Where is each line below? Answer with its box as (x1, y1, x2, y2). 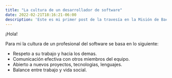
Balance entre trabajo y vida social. (12, 67, 87, 73)
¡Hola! (5, 31, 18, 37)
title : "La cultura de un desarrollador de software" (5, 7, 123, 13)
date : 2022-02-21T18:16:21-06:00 (5, 12, 77, 17)
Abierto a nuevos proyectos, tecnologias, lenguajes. (12, 62, 122, 68)
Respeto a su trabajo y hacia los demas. (12, 50, 97, 57)
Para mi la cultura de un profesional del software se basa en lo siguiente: (5, 41, 159, 47)
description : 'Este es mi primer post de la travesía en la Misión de (5, 17, 159, 22)
